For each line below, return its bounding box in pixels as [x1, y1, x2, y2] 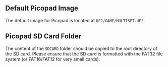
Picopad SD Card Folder [5, 32, 82, 41]
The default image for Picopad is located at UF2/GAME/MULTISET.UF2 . [5, 17, 145, 23]
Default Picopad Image [5, 4, 78, 13]
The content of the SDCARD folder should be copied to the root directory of [5, 45, 158, 51]
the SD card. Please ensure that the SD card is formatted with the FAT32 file [5, 50, 163, 57]
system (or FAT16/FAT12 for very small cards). [5, 56, 100, 62]
